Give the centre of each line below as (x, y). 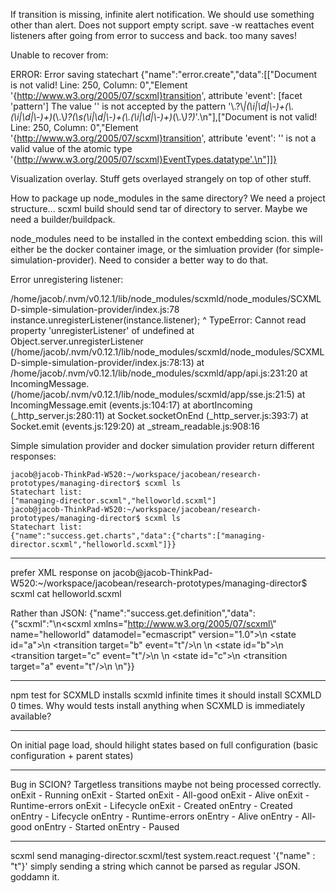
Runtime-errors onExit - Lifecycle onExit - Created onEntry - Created (151, 805)
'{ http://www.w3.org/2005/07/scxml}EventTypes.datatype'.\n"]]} (144, 159)
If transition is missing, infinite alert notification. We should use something (162, 14)
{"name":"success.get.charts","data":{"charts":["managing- (138, 536)
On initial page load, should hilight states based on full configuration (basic (164, 745)
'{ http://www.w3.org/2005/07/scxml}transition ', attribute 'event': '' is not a (163, 138)
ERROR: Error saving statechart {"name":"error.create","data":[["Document (164, 74)
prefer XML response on (60, 572)
